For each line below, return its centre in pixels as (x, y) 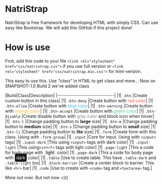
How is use (27, 48)
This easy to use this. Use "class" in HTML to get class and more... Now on (80, 81)
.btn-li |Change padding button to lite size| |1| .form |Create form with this (81, 132)
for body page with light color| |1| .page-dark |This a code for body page (79, 152)
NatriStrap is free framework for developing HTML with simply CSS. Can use (82, 22)
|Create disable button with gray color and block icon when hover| (88, 116)
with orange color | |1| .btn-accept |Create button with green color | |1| (75, 111)
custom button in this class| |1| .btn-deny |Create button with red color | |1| (79, 101)
